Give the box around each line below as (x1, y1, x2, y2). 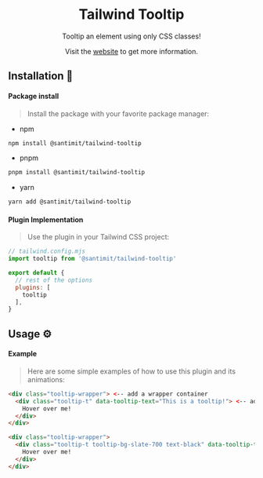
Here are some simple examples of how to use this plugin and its (27, 367, 236, 376)
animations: (27, 374, 65, 384)
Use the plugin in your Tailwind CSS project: (27, 232, 170, 242)
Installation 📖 (8, 69, 74, 83)
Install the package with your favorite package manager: (27, 108, 210, 119)
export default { (8, 269, 65, 277)
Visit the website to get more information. (65, 46, 198, 56)
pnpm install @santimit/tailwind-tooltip (8, 169, 146, 177)
